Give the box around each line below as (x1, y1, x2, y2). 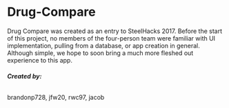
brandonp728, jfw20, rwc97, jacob (7, 94, 105, 102)
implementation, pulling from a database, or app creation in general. (7, 41, 200, 50)
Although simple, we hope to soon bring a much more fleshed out (7, 49, 194, 57)
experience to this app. (7, 56, 72, 64)
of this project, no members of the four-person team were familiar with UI (7, 34, 216, 42)
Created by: (7, 72, 42, 80)
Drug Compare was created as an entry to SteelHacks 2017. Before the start (7, 27, 223, 35)
